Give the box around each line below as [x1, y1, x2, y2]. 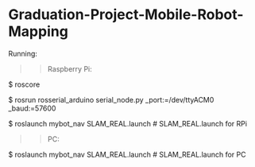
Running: [8, 49, 38, 58]
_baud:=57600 [8, 103, 56, 113]
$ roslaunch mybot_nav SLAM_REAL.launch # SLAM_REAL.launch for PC [8, 150, 246, 159]
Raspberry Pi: [47, 64, 93, 73]
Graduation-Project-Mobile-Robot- [8, 6, 244, 24]
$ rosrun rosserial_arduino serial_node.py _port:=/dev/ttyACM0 [8, 95, 214, 104]
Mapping [8, 22, 69, 41]
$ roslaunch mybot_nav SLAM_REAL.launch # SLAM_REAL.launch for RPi [8, 118, 248, 128]
